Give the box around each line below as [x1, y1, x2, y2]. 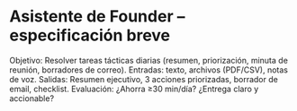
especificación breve [9, 25, 171, 46]
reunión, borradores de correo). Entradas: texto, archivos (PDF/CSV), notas [9, 64, 288, 75]
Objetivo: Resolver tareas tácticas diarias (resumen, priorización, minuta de [9, 55, 288, 65]
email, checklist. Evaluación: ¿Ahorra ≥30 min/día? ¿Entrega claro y [9, 83, 259, 94]
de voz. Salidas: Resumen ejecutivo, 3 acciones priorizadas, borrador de [9, 73, 279, 84]
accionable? [9, 92, 55, 104]
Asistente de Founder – [9, 6, 185, 27]
